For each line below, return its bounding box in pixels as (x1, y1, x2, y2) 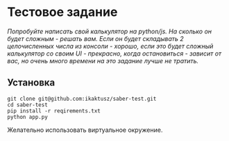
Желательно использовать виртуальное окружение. (7, 126, 163, 134)
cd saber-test (7, 101, 49, 108)
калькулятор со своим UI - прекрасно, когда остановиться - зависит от (7, 49, 222, 58)
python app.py (7, 113, 49, 120)
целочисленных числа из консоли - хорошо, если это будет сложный (7, 42, 214, 50)
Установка (7, 77, 56, 89)
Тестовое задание (7, 4, 118, 20)
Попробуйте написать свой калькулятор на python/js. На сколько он (7, 27, 212, 35)
